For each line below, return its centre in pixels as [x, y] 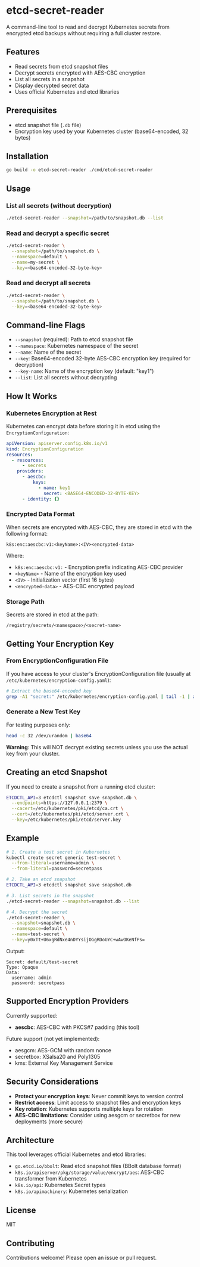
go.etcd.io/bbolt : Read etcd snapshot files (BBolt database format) [98, 1166]
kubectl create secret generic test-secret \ [63, 857]
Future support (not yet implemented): [53, 1039]
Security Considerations [53, 1082]
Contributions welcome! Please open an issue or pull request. [81, 1258]
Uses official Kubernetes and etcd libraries [67, 92]
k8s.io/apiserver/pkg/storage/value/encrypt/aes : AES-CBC [90, 1172]
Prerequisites [32, 111]
